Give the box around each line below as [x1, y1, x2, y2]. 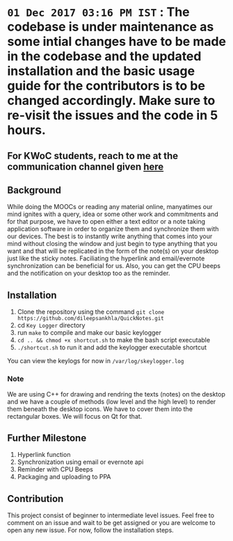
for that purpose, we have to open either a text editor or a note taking [7, 217, 206, 226]
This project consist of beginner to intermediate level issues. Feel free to [7, 511, 214, 519]
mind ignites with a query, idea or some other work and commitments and [7, 210, 219, 219]
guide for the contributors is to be [7, 78, 205, 94]
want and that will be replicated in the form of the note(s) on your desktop [7, 247, 219, 256]
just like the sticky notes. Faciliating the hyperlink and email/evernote [7, 254, 205, 263]
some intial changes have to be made [7, 34, 227, 49]
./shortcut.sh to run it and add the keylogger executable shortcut [17, 343, 207, 351]
